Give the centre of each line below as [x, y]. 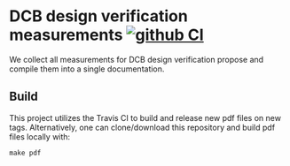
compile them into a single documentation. [87, 69]
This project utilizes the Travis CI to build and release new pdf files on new [145, 117]
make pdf [25, 153]
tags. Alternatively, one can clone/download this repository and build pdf [142, 127]
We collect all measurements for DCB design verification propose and [137, 59]
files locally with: [40, 136]
